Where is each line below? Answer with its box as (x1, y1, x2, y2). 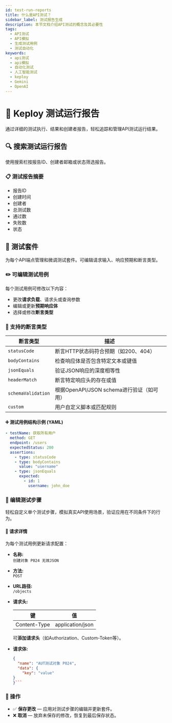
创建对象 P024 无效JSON (12, 558, 59, 563)
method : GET (10, 435, 36, 441)
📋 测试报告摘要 (5, 173, 44, 180)
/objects (12, 589, 32, 594)
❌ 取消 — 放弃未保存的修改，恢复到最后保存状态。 (12, 712, 119, 718)
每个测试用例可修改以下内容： (5, 285, 68, 291)
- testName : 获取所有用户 (5, 431, 56, 436)
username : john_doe (28, 483, 70, 488)
